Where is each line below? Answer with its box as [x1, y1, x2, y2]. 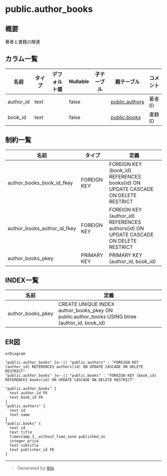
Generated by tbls [17, 465, 55, 471]
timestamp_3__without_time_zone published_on [9, 434, 106, 440]
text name [9, 413, 30, 418]
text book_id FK [9, 395, 43, 400]
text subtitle [9, 443, 39, 448]
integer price [9, 439, 39, 444]
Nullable [69, 78, 89, 85]
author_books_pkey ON [58, 307, 113, 314]
